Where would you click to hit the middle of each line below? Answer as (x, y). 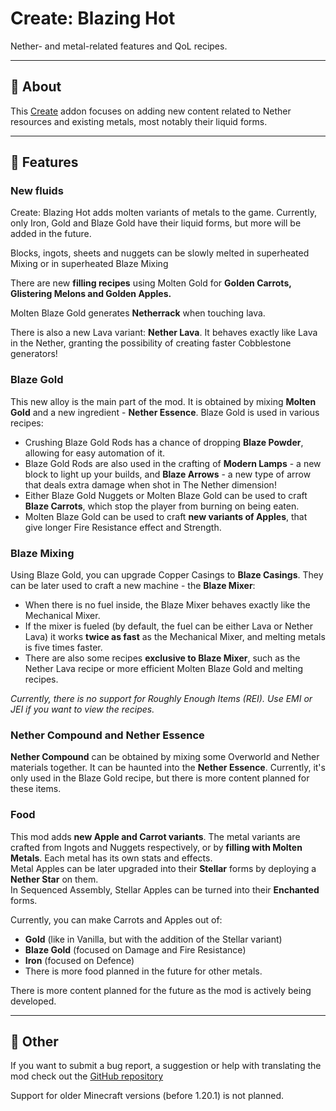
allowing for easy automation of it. (95, 453)
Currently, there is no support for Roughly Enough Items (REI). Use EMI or (161, 699)
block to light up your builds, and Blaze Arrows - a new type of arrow (168, 474)
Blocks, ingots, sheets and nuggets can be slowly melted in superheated (160, 253)
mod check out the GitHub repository (87, 1076)
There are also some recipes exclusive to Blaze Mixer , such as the (162, 658)
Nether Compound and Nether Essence (107, 735)
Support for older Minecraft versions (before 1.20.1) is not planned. (147, 1096)
